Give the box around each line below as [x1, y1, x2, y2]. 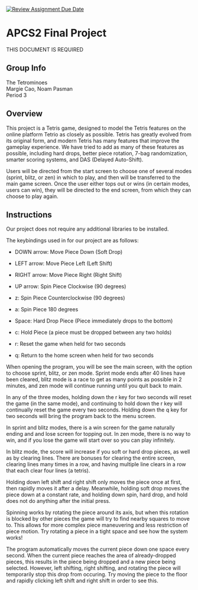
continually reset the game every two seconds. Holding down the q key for [6, 406, 188, 413]
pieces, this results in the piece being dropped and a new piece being [6, 558, 176, 566]
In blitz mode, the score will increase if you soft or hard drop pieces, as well [6, 448, 190, 455]
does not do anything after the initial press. [6, 497, 111, 505]
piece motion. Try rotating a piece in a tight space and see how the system [6, 528, 188, 535]
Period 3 [6, 91, 27, 98]
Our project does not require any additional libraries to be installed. [6, 225, 169, 232]
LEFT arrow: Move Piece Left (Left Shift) [14, 260, 113, 267]
